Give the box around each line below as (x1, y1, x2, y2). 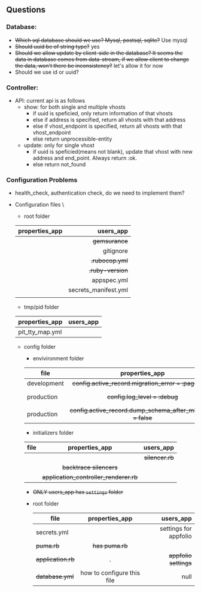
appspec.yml (92, 276, 129, 285)
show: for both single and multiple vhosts (23, 103, 126, 110)
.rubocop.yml (90, 256, 129, 265)
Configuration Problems (6, 175, 78, 184)
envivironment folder (32, 355, 84, 362)
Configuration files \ (14, 201, 65, 208)
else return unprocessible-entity (32, 135, 112, 142)
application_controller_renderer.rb (42, 473, 138, 482)
